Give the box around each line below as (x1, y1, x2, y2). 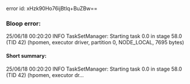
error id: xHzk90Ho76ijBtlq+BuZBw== (6, 5, 98, 12)
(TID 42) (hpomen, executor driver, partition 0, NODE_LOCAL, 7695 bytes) (6, 39, 184, 46)
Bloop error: (6, 19, 41, 27)
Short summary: (6, 52, 47, 59)
